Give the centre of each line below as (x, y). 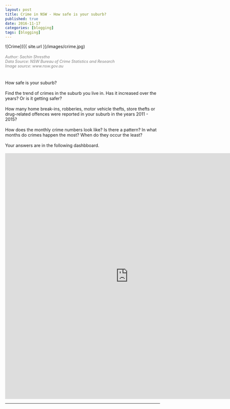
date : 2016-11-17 (23, 23)
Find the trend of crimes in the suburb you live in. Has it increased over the (81, 93)
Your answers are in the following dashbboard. (52, 145)
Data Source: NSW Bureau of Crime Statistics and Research (60, 61)
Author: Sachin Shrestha (28, 57)
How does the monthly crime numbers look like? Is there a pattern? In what (81, 130)
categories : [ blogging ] (29, 28)
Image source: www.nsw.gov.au (34, 66)
